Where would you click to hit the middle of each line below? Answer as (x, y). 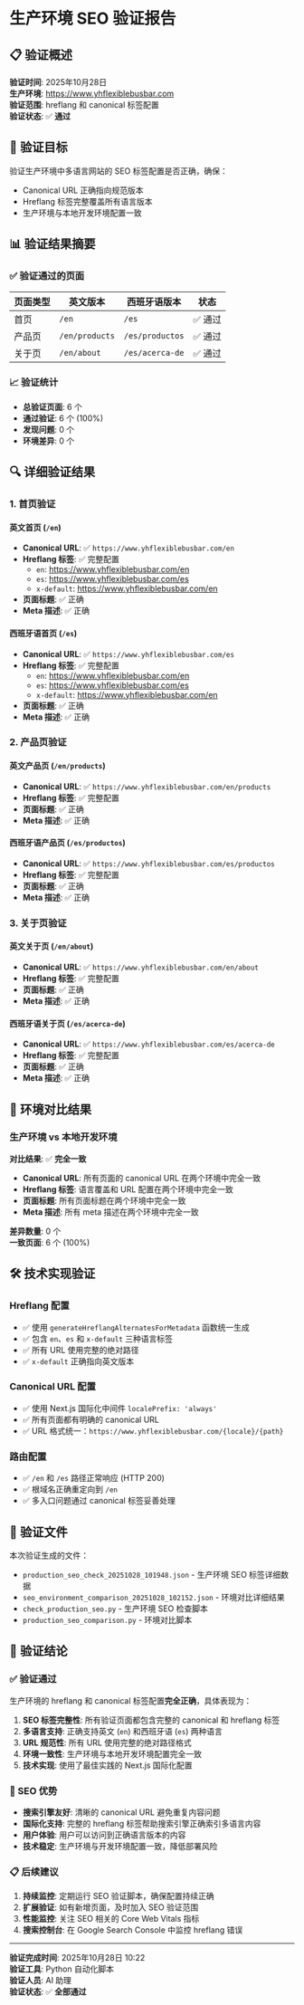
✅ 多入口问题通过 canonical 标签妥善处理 (99, 1501)
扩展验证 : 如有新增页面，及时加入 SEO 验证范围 (110, 1907)
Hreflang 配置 (39, 1306)
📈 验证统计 (34, 383)
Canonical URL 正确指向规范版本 (83, 190)
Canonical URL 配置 (53, 1387)
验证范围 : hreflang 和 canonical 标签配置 (85, 105)
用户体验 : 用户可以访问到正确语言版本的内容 (104, 1835)
